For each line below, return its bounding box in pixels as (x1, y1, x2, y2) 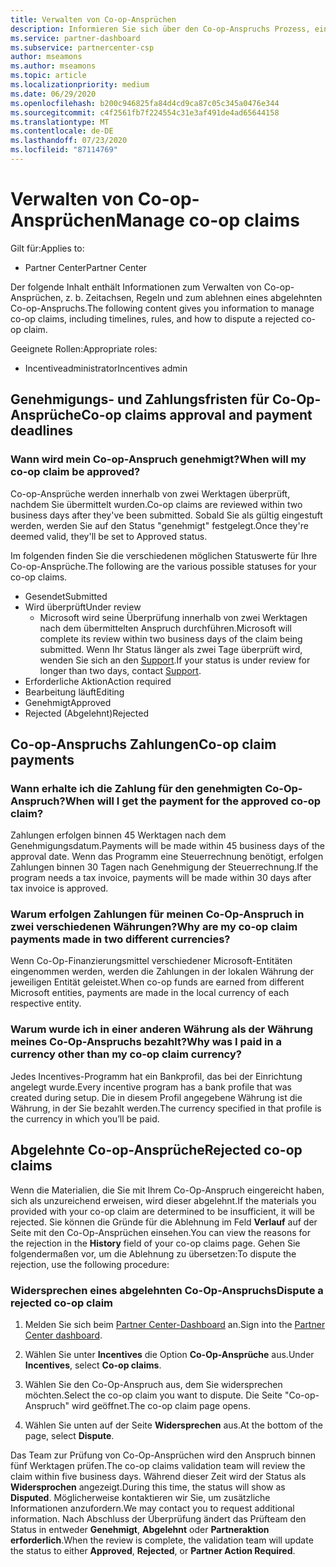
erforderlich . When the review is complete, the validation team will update (10, 1534, 314, 1546)
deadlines (10, 422, 74, 440)
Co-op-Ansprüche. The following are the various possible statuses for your (10, 560, 317, 572)
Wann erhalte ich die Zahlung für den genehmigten (10, 781, 263, 795)
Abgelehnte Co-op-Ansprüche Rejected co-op (10, 1142, 303, 1159)
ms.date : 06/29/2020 (10, 89, 97, 99)
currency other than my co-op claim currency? (10, 1047, 242, 1061)
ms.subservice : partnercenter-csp (10, 42, 155, 53)
